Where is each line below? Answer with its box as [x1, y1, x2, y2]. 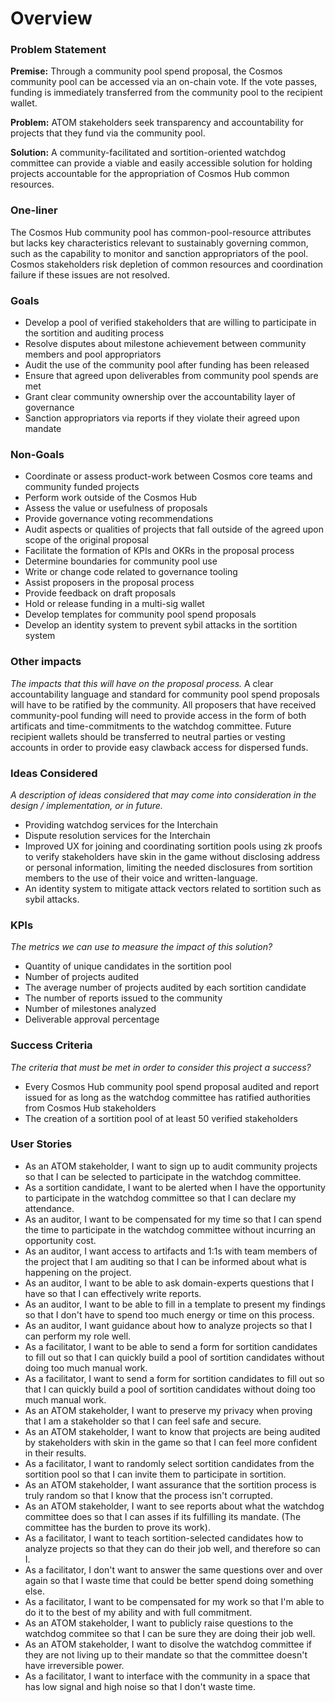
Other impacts [10, 655, 82, 669]
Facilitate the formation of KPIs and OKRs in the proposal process [24, 545, 295, 557]
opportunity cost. [24, 1234, 97, 1246]
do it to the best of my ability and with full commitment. [24, 1606, 253, 1618]
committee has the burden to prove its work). [24, 1521, 211, 1533]
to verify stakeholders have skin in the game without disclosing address [24, 850, 321, 862]
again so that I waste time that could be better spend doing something [24, 1574, 314, 1586]
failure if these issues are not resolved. [10, 268, 170, 281]
